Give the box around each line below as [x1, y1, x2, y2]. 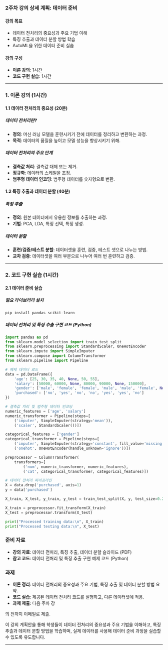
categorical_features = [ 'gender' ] [5, 432, 79, 437]
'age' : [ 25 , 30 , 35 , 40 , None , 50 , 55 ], [14, 376, 99, 381]
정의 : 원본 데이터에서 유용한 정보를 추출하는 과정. [12, 214, 107, 220]
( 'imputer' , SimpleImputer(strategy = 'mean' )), [14, 418, 113, 423]
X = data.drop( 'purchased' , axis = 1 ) [5, 483, 81, 488]
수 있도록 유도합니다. [5, 634, 45, 640]
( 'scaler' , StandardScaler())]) [14, 423, 81, 428]
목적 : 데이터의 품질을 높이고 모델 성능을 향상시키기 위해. [12, 137, 121, 144]
